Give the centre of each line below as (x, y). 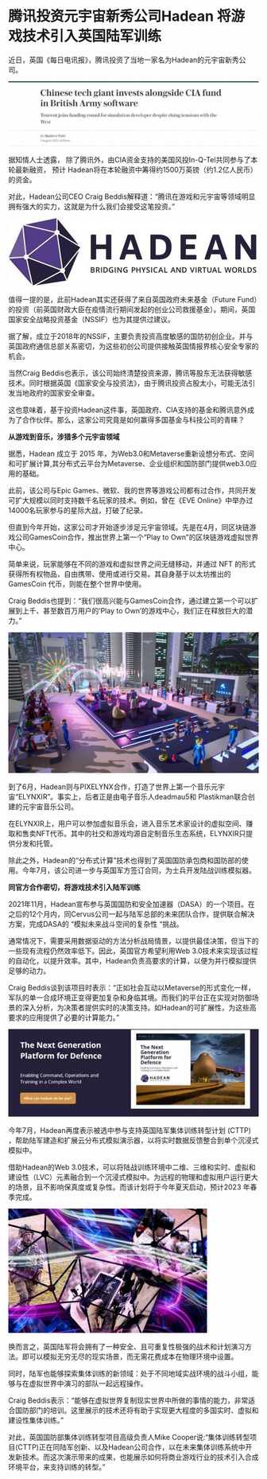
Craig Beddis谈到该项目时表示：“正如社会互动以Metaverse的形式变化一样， (132, 988)
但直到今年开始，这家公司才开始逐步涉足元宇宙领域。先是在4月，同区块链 (129, 527)
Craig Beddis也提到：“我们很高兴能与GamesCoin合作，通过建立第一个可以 (130, 601)
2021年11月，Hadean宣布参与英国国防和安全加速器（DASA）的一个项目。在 (132, 905)
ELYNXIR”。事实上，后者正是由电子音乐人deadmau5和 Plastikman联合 (133, 797)
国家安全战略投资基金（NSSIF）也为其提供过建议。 (91, 320)
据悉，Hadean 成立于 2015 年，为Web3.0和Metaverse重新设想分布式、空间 (131, 453)
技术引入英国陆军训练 (92, 36)
